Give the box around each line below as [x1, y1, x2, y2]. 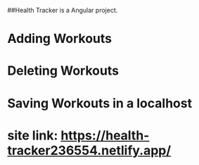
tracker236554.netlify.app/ [7, 142, 172, 158]
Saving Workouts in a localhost [7, 95, 192, 111]
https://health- [60, 127, 150, 143]
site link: [7, 127, 58, 143]
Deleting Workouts [7, 63, 120, 79]
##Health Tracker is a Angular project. [7, 6, 118, 14]
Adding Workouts [7, 31, 113, 47]
